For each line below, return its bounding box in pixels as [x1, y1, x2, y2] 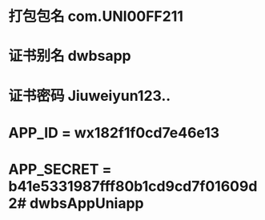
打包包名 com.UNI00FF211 [8, 7, 184, 26]
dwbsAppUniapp [29, 194, 144, 212]
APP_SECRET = [8, 160, 112, 178]
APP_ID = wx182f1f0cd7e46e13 [8, 123, 220, 142]
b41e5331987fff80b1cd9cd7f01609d [8, 177, 258, 195]
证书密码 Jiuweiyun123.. [8, 86, 171, 105]
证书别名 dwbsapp [8, 47, 131, 65]
